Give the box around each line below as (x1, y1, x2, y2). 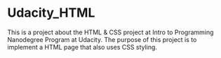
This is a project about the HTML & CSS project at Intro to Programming (7, 28, 214, 36)
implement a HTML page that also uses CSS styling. (7, 43, 158, 51)
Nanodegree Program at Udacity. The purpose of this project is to (7, 35, 197, 43)
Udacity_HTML (7, 5, 95, 21)
